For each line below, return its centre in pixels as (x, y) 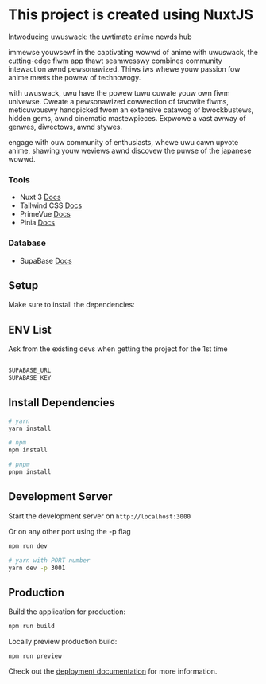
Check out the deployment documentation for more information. (113, 671)
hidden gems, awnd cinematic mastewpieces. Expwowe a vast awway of (127, 118)
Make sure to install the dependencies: (71, 305)
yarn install (30, 428)
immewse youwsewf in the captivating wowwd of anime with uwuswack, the (133, 52)
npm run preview (35, 656)
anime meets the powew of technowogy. (75, 77)
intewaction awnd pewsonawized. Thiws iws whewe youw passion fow (124, 68)
